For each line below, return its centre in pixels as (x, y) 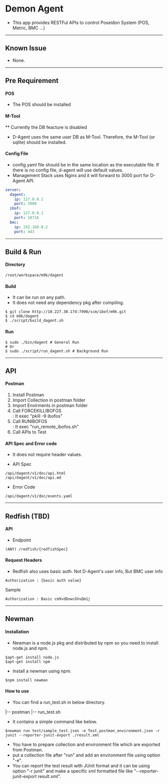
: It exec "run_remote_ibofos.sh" (45, 427)
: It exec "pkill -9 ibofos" (37, 416)
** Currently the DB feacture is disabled (46, 127)
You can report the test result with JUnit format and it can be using (81, 765)
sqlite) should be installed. (39, 142)
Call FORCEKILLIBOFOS (37, 411)
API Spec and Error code (31, 443)
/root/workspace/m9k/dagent (34, 275)
